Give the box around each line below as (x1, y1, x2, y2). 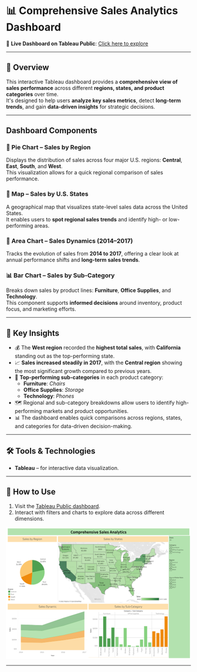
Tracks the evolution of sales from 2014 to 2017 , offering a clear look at (6, 250, 179, 257)
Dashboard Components (6, 126, 98, 136)
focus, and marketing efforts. (6, 305, 76, 313)
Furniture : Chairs (23, 380, 66, 387)
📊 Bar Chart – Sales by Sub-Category (6, 271, 116, 279)
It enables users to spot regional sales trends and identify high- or (6, 216, 168, 223)
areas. (34, 222, 50, 229)
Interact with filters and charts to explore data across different (14, 509, 165, 516)
